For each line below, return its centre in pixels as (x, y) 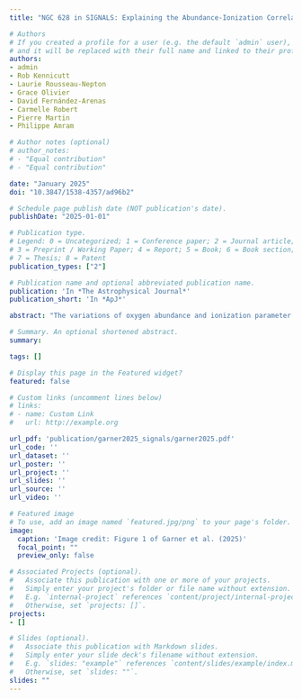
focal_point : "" (48, 547)
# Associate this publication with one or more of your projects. (140, 581)
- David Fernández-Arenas (58, 101)
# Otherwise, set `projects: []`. (78, 605)
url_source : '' (38, 489)
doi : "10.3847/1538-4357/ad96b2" (72, 192)
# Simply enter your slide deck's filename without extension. (134, 655)
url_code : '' (34, 447)
